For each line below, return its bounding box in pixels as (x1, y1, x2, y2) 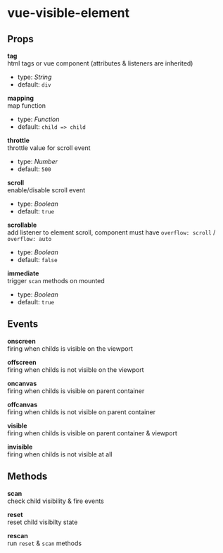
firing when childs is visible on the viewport (7, 344, 134, 353)
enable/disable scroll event (7, 186, 86, 194)
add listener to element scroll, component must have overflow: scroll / (7, 228, 216, 237)
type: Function (17, 115, 60, 123)
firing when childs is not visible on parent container (7, 407, 156, 416)
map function (7, 101, 46, 110)
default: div (17, 80, 51, 89)
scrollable (7, 220, 37, 229)
